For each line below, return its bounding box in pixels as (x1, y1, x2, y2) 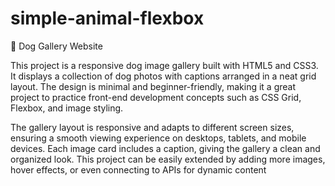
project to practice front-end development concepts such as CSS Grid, (10, 91, 302, 103)
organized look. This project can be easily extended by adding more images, (10, 153, 326, 165)
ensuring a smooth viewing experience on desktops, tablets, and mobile (10, 132, 307, 144)
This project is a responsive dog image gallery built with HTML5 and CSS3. (10, 59, 319, 71)
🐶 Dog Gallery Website (10, 40, 103, 52)
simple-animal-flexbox (10, 7, 205, 30)
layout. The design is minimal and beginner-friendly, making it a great (10, 80, 297, 92)
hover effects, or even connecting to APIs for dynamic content (10, 163, 267, 176)
